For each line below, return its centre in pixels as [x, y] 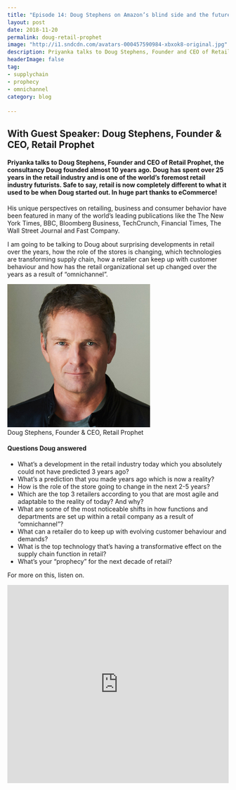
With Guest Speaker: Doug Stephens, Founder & [114, 134]
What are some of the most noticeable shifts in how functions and [113, 509]
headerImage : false [36, 60]
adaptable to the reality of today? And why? [80, 501]
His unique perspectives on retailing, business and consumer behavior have [117, 208]
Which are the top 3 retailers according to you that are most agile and [118, 494]
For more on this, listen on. [46, 575]
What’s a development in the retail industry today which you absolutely [120, 464]
